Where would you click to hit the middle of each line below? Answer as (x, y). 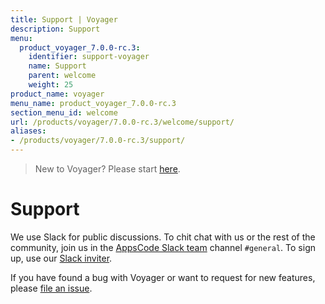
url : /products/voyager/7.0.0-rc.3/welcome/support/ (122, 122)
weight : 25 (51, 85)
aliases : (28, 131)
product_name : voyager (57, 94)
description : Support (55, 29)
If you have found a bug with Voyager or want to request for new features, (163, 277)
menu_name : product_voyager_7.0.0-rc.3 (93, 103)
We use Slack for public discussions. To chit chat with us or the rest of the (163, 237)
